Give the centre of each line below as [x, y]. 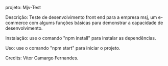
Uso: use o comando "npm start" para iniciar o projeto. [63, 48]
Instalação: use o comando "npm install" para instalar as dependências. [81, 38]
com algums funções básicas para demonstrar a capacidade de [96, 23]
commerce [17, 23]
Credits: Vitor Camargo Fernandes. [42, 58]
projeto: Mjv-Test [23, 7]
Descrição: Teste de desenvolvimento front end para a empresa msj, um [81, 17]
